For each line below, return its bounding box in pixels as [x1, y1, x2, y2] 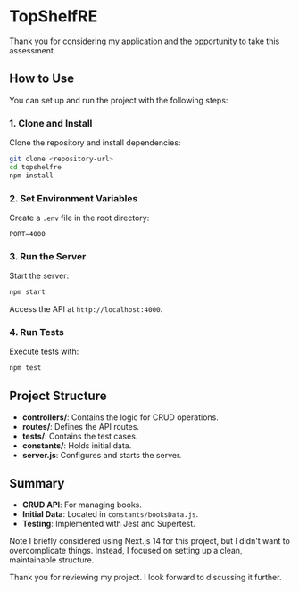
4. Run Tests [9, 326, 64, 339]
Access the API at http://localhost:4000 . [9, 304, 163, 315]
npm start [9, 288, 46, 297]
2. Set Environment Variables [9, 192, 138, 204]
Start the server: [9, 270, 70, 282]
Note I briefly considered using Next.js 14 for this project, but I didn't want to [9, 535, 290, 546]
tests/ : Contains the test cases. [21, 431, 138, 442]
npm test [9, 364, 42, 373]
